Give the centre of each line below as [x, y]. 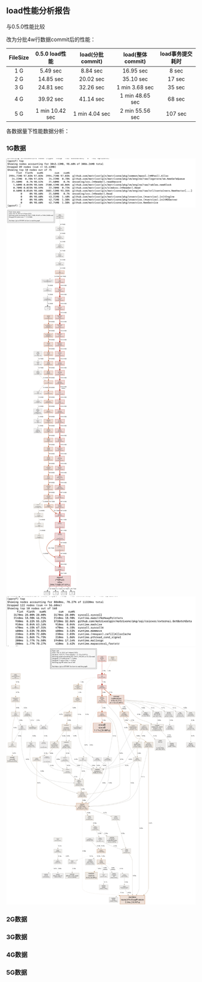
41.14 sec [92, 99]
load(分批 [92, 54]
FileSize [19, 57]
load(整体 [135, 54]
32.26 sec [92, 88]
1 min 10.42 [51, 110]
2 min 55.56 [135, 110]
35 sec [176, 88]
